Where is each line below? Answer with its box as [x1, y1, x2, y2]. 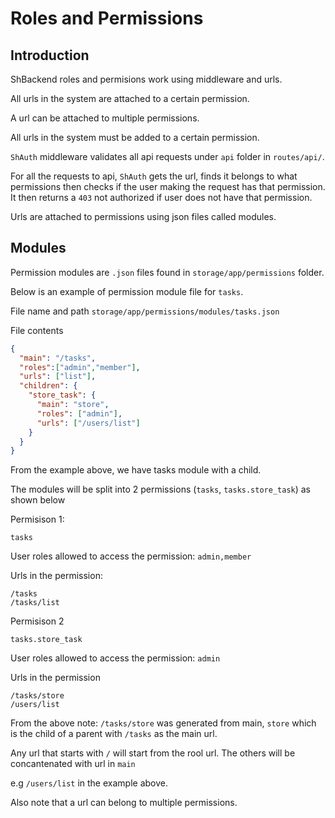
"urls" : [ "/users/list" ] [36, 418, 141, 428]
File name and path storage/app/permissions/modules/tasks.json [10, 305, 280, 317]
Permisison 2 [10, 615, 65, 627]
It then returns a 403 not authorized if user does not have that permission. [10, 192, 313, 203]
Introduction [10, 47, 90, 64]
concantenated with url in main [10, 758, 136, 770]
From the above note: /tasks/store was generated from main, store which [10, 717, 317, 729]
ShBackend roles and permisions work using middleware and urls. [10, 73, 283, 85]
